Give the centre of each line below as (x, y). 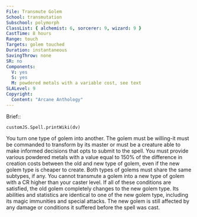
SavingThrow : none (29, 56)
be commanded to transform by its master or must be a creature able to (93, 144)
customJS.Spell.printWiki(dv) (43, 127)
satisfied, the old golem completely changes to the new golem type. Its (93, 188)
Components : (21, 67)
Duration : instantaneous (37, 50)
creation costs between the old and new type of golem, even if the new (93, 163)
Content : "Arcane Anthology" (47, 99)
